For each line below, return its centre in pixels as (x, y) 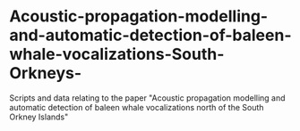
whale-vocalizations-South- (117, 54)
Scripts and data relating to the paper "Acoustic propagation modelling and (147, 98)
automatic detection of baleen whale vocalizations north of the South (137, 107)
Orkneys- (46, 74)
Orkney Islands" (39, 117)
